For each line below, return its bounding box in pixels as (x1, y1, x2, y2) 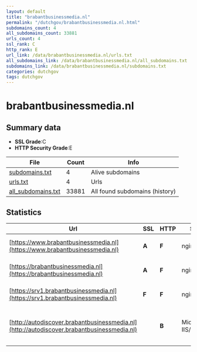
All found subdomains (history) (90, 187, 176, 195)
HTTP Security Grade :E (14, 144, 73, 151)
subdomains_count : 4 (6, 25, 57, 31)
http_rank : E (6, 47, 38, 53)
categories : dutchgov (6, 69, 59, 75)
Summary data (6, 123, 62, 133)
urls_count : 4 (6, 36, 41, 42)
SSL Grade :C (14, 138, 46, 145)
